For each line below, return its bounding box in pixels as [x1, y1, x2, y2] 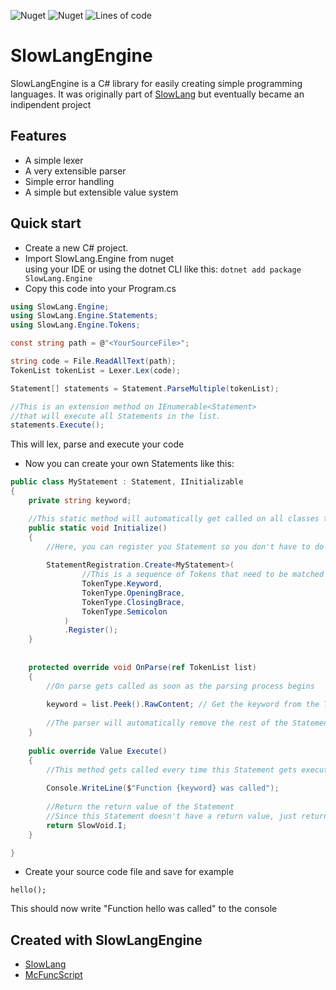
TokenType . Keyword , [81, 579, 163, 589]
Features [10, 128, 67, 145]
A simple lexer [24, 154, 84, 166]
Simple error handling [24, 175, 115, 187]
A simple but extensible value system [24, 186, 179, 198]
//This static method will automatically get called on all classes [28, 513, 320, 524]
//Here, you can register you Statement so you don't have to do [46, 541, 325, 552]
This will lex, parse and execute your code [10, 438, 185, 450]
